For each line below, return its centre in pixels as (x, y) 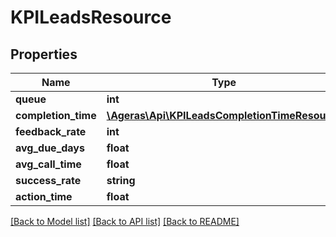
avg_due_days (50, 148)
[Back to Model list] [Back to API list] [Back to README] (125, 221)
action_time (44, 196)
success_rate (48, 180)
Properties (44, 54)
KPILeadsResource (91, 17)
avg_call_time (48, 164)
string (121, 180)
